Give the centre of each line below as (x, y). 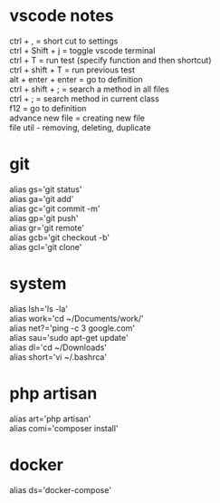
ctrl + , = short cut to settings (64, 41)
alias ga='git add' (42, 198)
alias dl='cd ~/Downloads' (58, 347)
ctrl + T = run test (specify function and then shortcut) (110, 60)
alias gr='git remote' (47, 227)
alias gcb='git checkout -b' (60, 237)
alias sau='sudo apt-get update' (69, 337)
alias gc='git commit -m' (55, 208)
